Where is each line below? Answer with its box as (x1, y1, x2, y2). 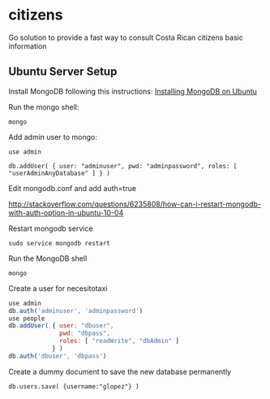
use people (8, 314, 45, 323)
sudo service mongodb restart (8, 239, 111, 247)
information (8, 41, 47, 50)
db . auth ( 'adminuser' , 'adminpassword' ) (8, 306, 144, 314)
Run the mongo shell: (8, 102, 79, 111)
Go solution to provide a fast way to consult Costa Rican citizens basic (8, 33, 243, 42)
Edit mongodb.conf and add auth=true (8, 183, 136, 193)
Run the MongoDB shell (8, 254, 88, 263)
